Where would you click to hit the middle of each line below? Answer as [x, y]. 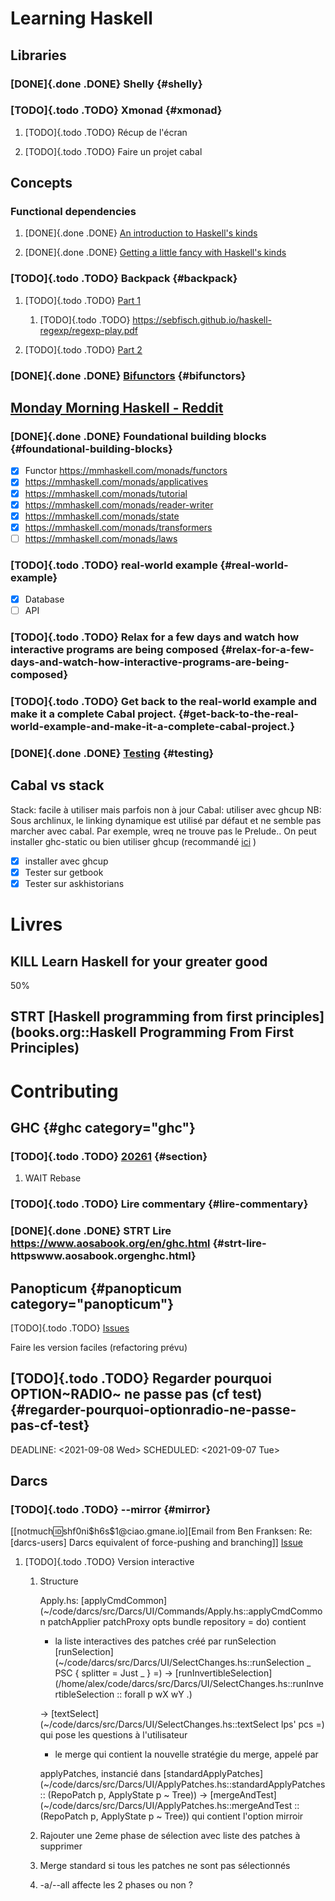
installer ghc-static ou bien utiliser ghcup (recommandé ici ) [133, 841]
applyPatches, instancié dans [100, 1774]
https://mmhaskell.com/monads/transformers [118, 527]
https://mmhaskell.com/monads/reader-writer [119, 504]
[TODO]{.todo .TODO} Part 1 [83, 300]
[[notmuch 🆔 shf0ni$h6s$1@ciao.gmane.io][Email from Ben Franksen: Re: [161, 1531]
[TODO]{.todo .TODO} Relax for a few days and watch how [155, 637]
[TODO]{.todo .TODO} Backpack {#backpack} [124, 279]
